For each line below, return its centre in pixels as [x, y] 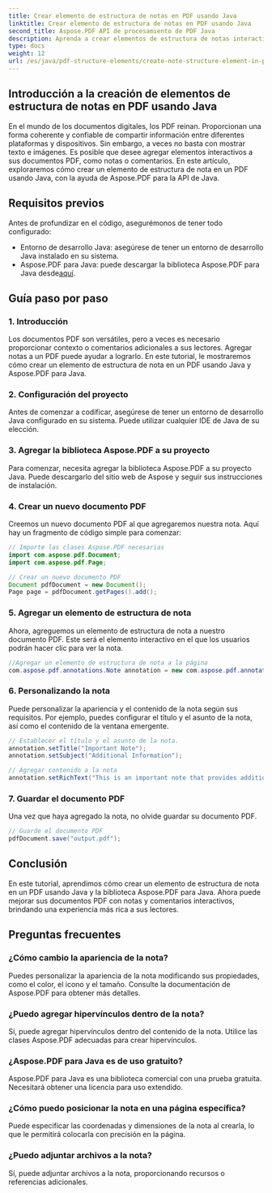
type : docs [27, 46]
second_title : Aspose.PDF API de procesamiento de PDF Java [112, 31]
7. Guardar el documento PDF [67, 798]
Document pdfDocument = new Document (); [78, 584]
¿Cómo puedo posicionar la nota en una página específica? [127, 1109]
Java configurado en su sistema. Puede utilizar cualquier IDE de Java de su [134, 421]
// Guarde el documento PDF [56, 832]
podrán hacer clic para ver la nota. [66, 648]
